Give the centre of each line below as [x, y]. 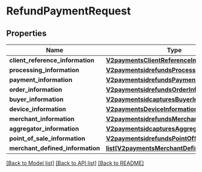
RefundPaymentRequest [69, 11]
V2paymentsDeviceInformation [152, 109]
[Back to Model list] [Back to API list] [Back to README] [75, 163]
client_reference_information [52, 60]
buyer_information [36, 99]
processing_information [44, 70]
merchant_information [42, 119]
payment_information [41, 80]
